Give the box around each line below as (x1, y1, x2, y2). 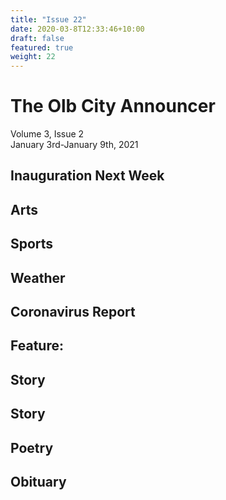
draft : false (10, 33, 65, 43)
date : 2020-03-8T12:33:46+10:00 (10, 24, 145, 34)
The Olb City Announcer (10, 95, 216, 118)
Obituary (10, 473, 67, 490)
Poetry (10, 439, 54, 456)
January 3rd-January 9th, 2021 (10, 139, 139, 151)
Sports (10, 236, 54, 253)
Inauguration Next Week (10, 167, 165, 185)
